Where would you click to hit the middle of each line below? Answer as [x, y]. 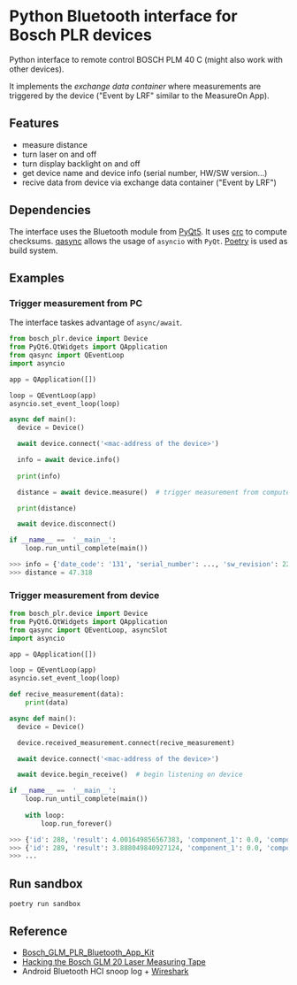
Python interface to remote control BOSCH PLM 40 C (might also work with [146, 59]
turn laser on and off [59, 154]
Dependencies [50, 210]
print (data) [47, 703]
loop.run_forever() [77, 823]
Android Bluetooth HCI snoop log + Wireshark [105, 971]
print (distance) [47, 508]
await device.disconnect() [67, 524]
